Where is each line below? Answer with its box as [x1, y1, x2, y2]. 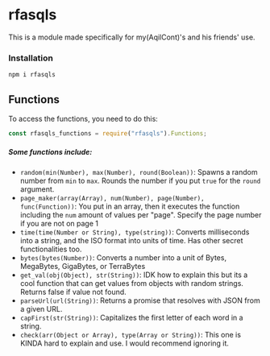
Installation [8, 52, 54, 64]
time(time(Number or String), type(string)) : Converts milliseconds [19, 227, 250, 237]
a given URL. [19, 304, 63, 313]
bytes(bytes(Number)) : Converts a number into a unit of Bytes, [19, 252, 227, 263]
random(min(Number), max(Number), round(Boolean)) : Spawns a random [19, 167, 258, 176]
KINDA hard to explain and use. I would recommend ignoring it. [19, 338, 230, 348]
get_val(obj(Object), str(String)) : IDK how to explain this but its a [19, 270, 248, 279]
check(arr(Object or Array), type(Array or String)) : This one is [19, 329, 242, 339]
